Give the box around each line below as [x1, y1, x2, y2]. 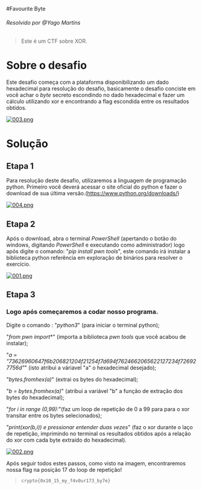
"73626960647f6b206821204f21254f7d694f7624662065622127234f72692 [6, 357, 197, 365]
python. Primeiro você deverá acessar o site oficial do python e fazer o [6, 183, 183, 190]
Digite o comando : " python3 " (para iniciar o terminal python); [6, 321, 160, 328]
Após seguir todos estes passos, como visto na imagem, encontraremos [6, 459, 186, 466]
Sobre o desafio [6, 58, 87, 72]
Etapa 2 [6, 219, 36, 229]
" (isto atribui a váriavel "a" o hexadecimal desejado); [24, 364, 157, 371]
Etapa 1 [6, 161, 34, 171]
